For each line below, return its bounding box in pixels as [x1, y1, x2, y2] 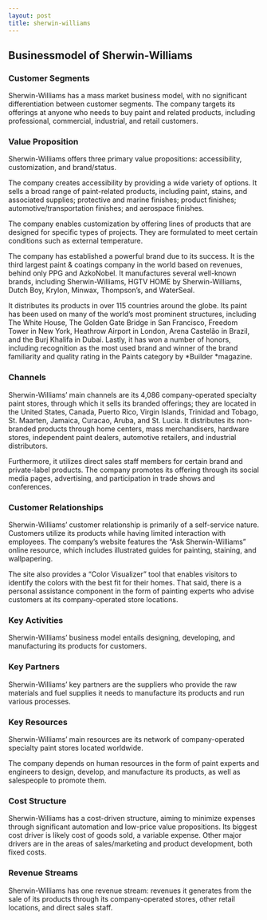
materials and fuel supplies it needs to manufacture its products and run [8, 688, 245, 697]
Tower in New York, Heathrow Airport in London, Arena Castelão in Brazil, [8, 327, 250, 336]
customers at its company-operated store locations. [8, 595, 179, 605]
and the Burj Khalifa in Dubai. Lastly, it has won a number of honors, [8, 335, 231, 344]
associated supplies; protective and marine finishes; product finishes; [8, 195, 237, 204]
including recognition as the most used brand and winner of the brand [8, 343, 238, 353]
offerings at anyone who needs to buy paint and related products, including [8, 108, 256, 117]
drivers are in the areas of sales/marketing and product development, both [8, 839, 253, 849]
